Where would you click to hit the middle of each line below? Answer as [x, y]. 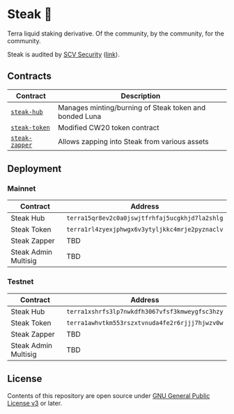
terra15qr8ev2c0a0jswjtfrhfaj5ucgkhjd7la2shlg [145, 218]
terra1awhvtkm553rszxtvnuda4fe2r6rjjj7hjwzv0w [145, 323]
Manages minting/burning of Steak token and [132, 107]
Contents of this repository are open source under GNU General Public [109, 395]
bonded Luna [80, 116]
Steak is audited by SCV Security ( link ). [63, 54]
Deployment [34, 169]
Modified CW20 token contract [109, 127]
